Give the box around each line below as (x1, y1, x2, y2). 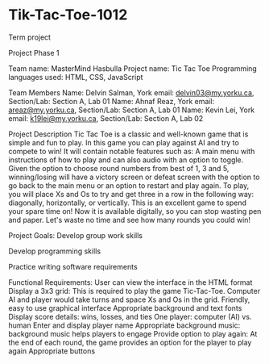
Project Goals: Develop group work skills (8, 230, 143, 240)
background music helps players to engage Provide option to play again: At (8, 328, 258, 338)
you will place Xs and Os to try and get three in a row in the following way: (8, 189, 255, 199)
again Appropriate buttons (8, 345, 95, 356)
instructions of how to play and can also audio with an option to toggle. (8, 155, 244, 165)
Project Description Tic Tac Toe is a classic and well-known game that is (8, 129, 249, 139)
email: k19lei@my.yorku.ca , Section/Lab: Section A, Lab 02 (8, 113, 204, 123)
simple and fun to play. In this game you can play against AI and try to (8, 137, 239, 147)
